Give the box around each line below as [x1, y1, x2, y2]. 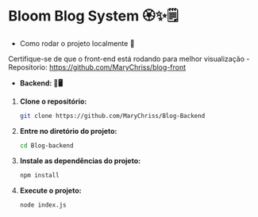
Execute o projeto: [19, 185, 82, 195]
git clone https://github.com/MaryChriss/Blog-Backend [19, 112, 206, 120]
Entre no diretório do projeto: [19, 126, 117, 135]
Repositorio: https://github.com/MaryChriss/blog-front [8, 62, 187, 72]
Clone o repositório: [19, 97, 87, 106]
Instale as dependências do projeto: [19, 156, 141, 166]
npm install [19, 171, 60, 179]
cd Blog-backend [19, 141, 74, 150]
